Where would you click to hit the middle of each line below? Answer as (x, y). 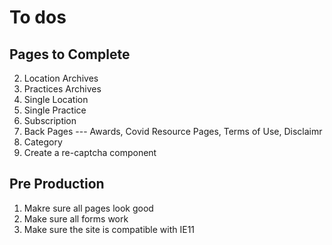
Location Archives (61, 78)
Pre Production (57, 184)
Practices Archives (62, 89)
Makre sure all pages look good (88, 208)
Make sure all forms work (76, 218)
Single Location (56, 99)
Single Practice (55, 110)
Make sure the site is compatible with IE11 (109, 229)
